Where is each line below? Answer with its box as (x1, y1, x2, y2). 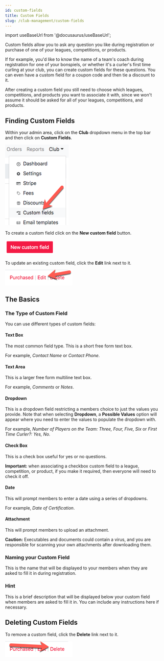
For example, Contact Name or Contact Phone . (5, 353, 100, 359)
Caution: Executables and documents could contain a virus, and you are (5, 537, 151, 542)
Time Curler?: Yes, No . (5, 431, 50, 437)
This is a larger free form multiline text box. (5, 375, 92, 381)
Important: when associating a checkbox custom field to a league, (5, 463, 140, 469)
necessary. (5, 604, 28, 610)
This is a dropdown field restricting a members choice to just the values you (5, 406, 158, 412)
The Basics (5, 295, 40, 303)
